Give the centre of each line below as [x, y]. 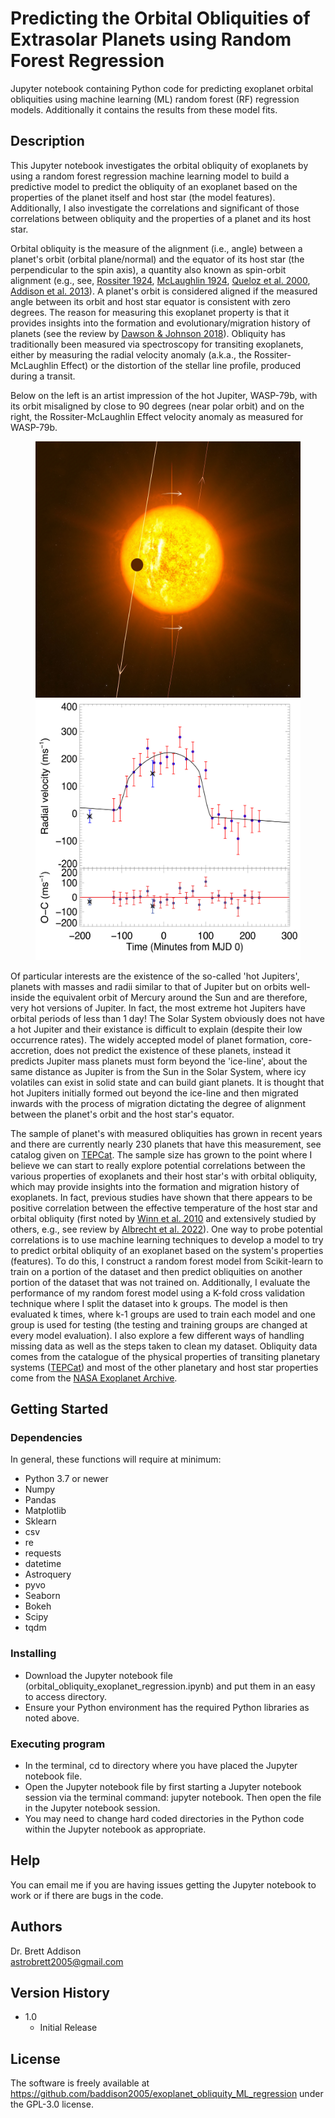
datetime [43, 1564]
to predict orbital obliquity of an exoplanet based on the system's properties [167, 1250]
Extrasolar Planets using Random [151, 39]
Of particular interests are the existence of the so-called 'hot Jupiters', [155, 976]
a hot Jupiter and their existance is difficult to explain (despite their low [156, 1029]
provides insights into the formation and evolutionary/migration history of [160, 323]
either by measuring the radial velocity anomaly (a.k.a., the [131, 354]
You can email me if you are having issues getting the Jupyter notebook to [163, 1884]
